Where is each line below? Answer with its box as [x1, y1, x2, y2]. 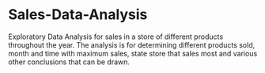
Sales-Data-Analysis [8, 6, 148, 24]
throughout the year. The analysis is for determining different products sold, [8, 40, 256, 49]
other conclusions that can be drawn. [8, 57, 131, 67]
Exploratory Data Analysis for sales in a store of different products [8, 32, 224, 41]
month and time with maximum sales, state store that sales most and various [8, 48, 258, 58]
